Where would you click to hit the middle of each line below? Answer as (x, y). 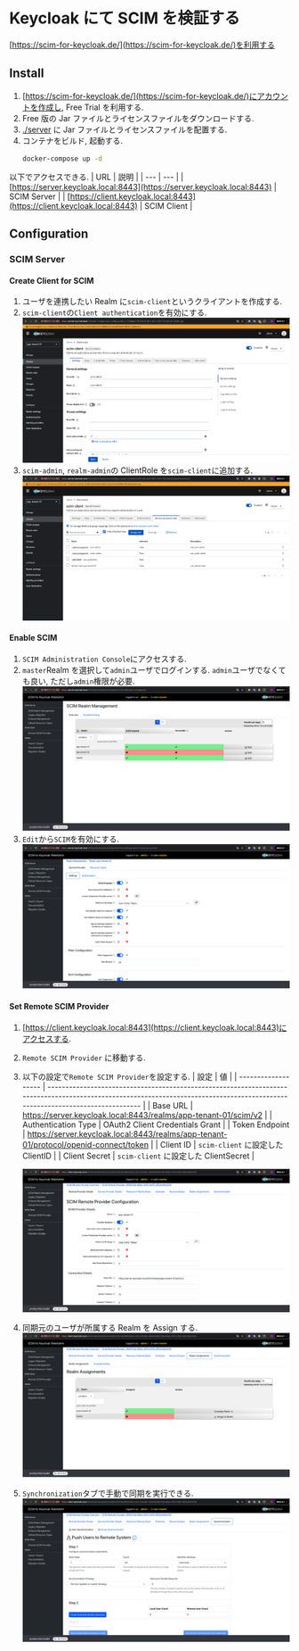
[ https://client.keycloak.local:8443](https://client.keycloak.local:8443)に (154, 1027)
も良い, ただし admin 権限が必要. (78, 681)
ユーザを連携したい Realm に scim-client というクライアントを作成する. (152, 302)
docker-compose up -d (62, 158)
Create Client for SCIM (52, 280)
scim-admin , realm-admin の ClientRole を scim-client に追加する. (137, 470)
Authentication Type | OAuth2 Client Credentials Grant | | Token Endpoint (156, 1124)
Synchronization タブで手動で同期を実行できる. (108, 1493)
